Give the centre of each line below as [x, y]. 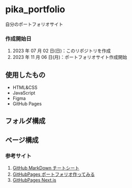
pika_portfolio [35, 9]
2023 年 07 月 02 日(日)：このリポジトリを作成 [62, 51]
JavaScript [24, 93]
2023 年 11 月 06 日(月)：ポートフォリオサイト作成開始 [70, 57]
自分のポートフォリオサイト [34, 24]
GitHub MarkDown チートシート [46, 168]
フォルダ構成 [25, 121]
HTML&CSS [25, 87]
